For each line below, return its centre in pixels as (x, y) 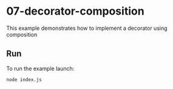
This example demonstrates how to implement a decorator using (87, 28)
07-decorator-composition (75, 11)
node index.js (24, 80)
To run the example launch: (40, 68)
